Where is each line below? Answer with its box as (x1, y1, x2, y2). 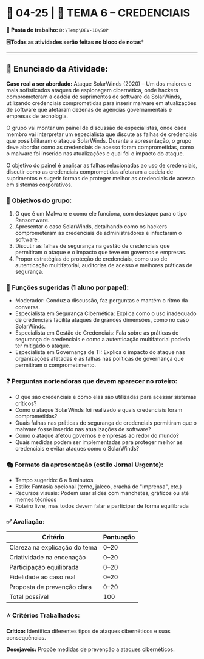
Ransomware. (15, 216, 50, 224)
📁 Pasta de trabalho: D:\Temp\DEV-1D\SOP (6, 26, 109, 33)
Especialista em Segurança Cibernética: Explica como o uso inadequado (15, 310, 197, 317)
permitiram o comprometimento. (15, 361, 96, 369)
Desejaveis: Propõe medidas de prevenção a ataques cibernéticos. (6, 646, 175, 653)
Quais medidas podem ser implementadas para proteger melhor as (15, 438, 183, 446)
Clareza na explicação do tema (9, 544, 98, 552)
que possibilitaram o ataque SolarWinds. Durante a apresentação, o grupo (6, 137, 192, 144)
